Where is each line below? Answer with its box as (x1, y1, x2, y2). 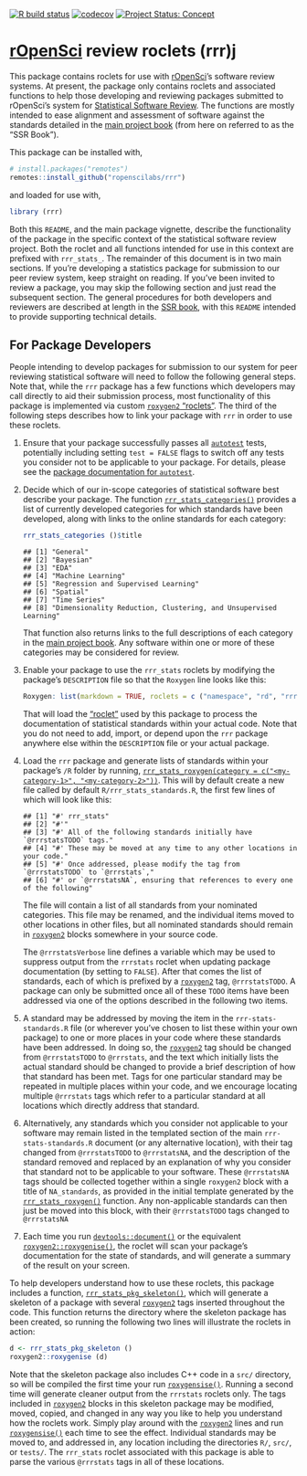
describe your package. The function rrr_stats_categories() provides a (22, 494, 297, 505)
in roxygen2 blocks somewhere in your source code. (22, 929, 218, 940)
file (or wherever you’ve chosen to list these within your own (69, 1023, 298, 1034)
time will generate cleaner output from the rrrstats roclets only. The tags (9, 1388, 286, 1399)
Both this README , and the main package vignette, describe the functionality (9, 224, 291, 235)
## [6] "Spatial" (22, 587, 90, 597)
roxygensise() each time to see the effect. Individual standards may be (9, 1427, 277, 1438)
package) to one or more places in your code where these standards (22, 1032, 281, 1043)
